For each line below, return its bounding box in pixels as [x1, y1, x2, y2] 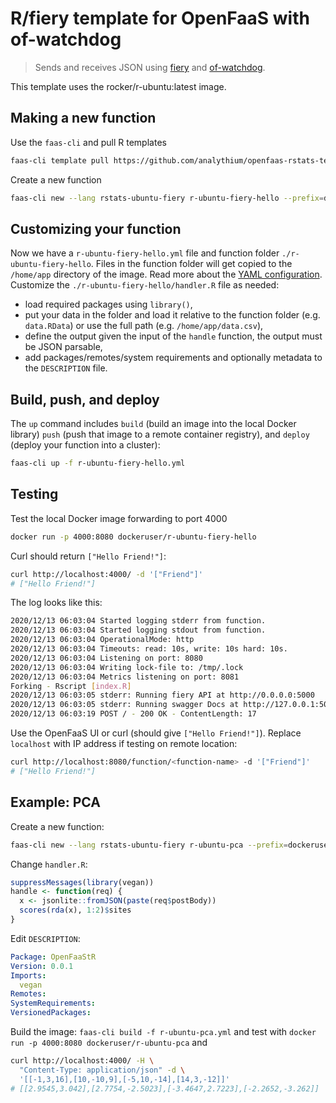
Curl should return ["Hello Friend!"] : [10, 550, 167, 562]
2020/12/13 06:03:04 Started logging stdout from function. [10, 625, 267, 636]
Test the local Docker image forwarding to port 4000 [10, 512, 228, 524]
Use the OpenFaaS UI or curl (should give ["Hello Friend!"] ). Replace [10, 727, 302, 739]
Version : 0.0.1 [10, 961, 74, 971]
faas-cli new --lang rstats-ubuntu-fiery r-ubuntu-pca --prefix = [10, 840, 288, 850]
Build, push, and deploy [10, 391, 160, 408]
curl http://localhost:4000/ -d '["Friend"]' [10, 569, 203, 579]
